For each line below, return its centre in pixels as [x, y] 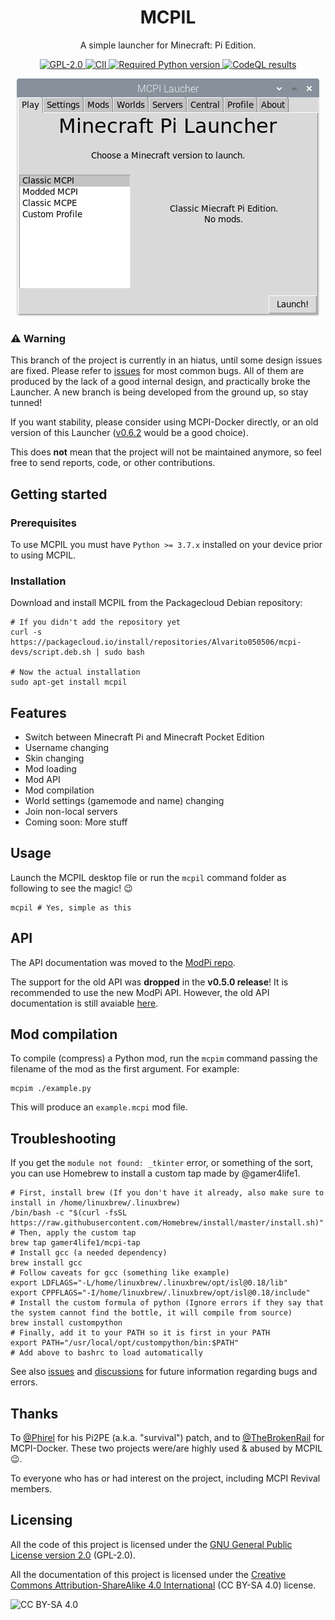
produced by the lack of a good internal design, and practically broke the [160, 382]
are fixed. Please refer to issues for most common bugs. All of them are [157, 371]
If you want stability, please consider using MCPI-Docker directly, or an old [164, 422]
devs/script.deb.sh [51, 652]
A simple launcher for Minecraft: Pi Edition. [168, 45]
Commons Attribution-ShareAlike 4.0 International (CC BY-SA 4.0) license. [163, 1585]
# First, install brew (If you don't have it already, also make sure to [167, 1193]
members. [31, 1489]
